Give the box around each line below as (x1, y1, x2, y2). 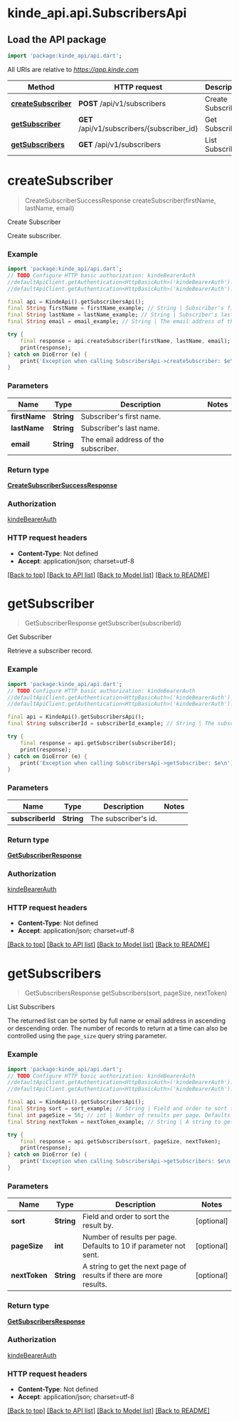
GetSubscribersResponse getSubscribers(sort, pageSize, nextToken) (24, 989, 228, 998)
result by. (82, 1221, 114, 1231)
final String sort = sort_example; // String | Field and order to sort (7, 1105, 228, 1112)
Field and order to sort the (82, 1212, 169, 1222)
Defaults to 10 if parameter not (82, 1241, 186, 1251)
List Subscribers (7, 1003, 55, 1011)
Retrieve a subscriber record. (7, 647, 93, 655)
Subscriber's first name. (80, 411, 161, 421)
